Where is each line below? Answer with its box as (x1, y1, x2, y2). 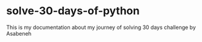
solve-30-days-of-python (6, 4, 140, 18)
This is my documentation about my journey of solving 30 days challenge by (6, 24, 196, 31)
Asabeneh (6, 30, 32, 37)
